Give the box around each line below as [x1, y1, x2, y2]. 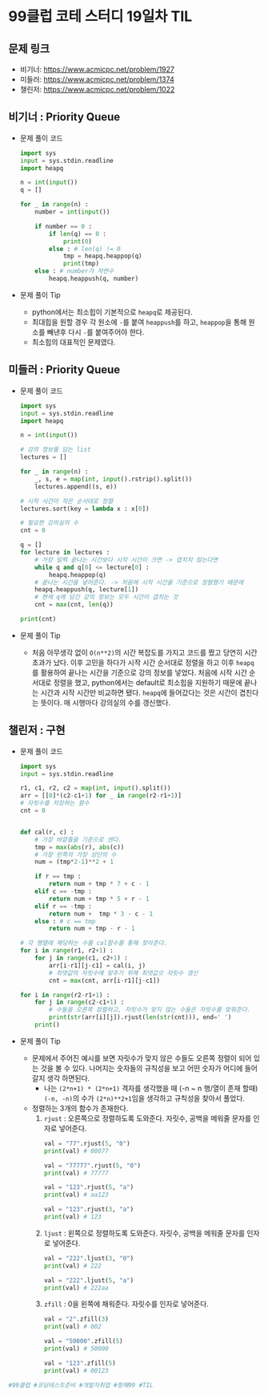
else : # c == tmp [34, 917, 96, 925]
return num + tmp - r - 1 [49, 924, 135, 933]
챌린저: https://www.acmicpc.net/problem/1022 [19, 85, 175, 94]
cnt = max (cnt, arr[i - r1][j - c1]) [49, 976, 161, 984]
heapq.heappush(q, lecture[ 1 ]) [34, 586, 139, 594]
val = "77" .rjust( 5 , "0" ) [43, 1139, 130, 1147]
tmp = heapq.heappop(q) [62, 252, 142, 261]
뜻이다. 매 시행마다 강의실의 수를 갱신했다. [40, 697, 171, 707]
